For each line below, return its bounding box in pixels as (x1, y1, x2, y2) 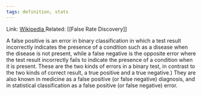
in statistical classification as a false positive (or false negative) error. (6, 82, 178, 89)
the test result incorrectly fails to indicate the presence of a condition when (6, 56, 193, 63)
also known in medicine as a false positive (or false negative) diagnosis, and (6, 75, 195, 82)
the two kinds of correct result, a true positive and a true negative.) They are (6, 69, 196, 76)
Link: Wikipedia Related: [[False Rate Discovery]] (6, 25, 127, 32)
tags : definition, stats (6, 8, 69, 15)
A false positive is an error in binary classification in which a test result (6, 37, 181, 44)
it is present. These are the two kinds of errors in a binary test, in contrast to (6, 63, 195, 70)
